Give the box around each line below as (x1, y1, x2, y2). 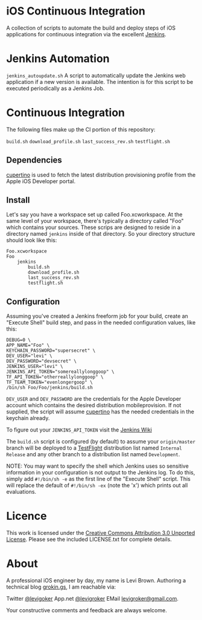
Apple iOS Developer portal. (6, 177, 76, 185)
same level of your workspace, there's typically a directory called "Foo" (6, 218, 184, 225)
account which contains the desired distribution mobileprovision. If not (6, 402, 181, 409)
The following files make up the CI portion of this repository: (6, 126, 156, 133)
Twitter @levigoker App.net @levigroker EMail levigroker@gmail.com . (6, 595, 179, 602)
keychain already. (6, 415, 50, 422)
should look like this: (6, 237, 57, 244)
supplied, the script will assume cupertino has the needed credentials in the (6, 408, 195, 415)
